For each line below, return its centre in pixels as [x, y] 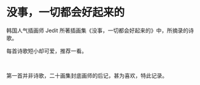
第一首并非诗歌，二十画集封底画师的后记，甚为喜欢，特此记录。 [87, 75]
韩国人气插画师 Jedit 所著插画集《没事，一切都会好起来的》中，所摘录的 [98, 30]
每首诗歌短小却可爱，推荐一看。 [47, 51]
